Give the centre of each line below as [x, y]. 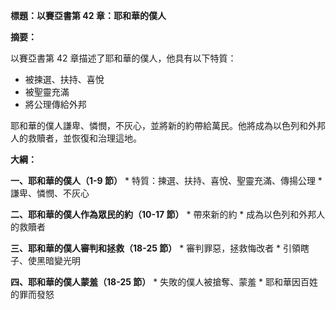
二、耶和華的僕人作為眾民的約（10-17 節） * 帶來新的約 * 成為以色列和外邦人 [168, 214]
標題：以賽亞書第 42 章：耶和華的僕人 [88, 15]
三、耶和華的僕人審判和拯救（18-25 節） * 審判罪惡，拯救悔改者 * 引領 [156, 248]
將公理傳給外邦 [55, 104]
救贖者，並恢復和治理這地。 [84, 138]
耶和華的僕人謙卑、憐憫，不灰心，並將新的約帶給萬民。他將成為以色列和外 [163, 125]
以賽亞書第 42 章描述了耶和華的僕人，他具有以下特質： [123, 58]
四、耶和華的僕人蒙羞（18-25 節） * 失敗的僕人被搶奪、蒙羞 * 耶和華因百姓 [164, 282]
